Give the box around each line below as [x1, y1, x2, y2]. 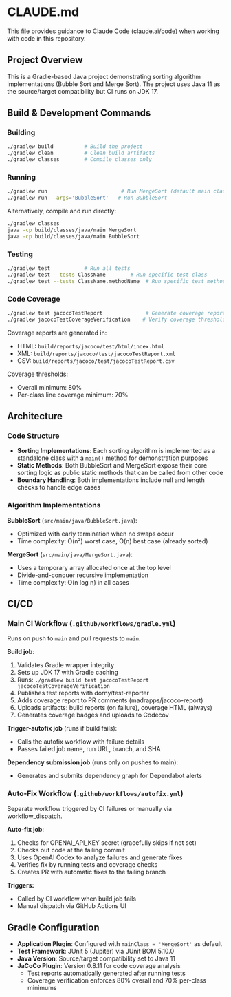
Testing [7, 249, 33, 259]
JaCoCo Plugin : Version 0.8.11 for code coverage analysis [16, 962, 181, 970]
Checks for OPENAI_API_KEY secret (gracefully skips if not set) [16, 838, 197, 847]
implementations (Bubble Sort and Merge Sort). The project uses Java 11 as [7, 80, 221, 88]
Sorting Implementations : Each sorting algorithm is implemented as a [16, 447, 216, 455]
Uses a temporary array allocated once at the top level [16, 563, 172, 571]
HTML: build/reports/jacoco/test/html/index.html [16, 342, 165, 350]
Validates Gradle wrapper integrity [16, 661, 115, 669]
